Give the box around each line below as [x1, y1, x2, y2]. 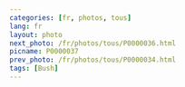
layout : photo [9, 30, 63, 39]
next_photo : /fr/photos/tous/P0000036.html [9, 38, 177, 48]
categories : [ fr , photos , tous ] [9, 13, 131, 23]
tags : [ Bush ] [9, 64, 59, 73]
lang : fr [9, 22, 43, 31]
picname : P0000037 [9, 47, 79, 56]
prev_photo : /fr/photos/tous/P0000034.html [9, 55, 177, 64]
